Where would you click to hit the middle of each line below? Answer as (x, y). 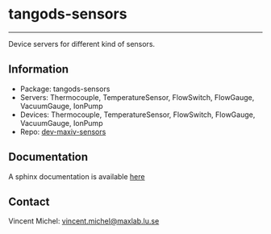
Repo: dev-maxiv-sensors (63, 132)
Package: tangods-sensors (65, 89)
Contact (29, 201)
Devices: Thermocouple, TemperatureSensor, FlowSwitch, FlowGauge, (138, 115)
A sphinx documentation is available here (77, 176)
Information (39, 69)
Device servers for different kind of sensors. (82, 44)
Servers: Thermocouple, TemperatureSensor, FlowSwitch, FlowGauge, (137, 97)
